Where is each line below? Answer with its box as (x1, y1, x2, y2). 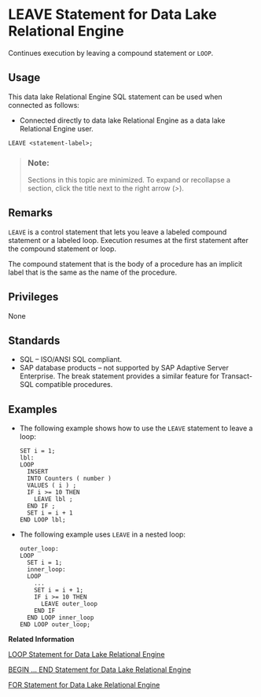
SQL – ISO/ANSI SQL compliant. (19, 355, 123, 364)
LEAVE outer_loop (40, 600, 98, 608)
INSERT (27, 468, 49, 476)
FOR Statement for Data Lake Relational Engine (8, 680, 160, 690)
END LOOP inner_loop (27, 614, 94, 622)
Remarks (8, 206, 53, 219)
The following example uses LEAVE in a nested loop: (19, 529, 186, 540)
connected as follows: (8, 100, 80, 109)
